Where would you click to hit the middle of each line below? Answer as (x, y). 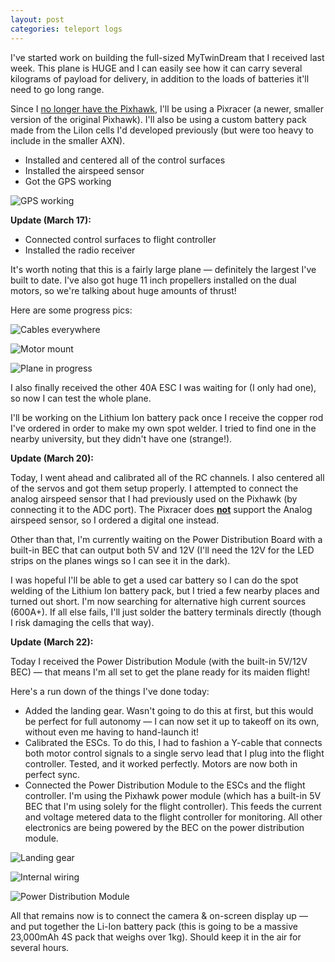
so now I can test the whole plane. (81, 398)
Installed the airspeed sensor (84, 170)
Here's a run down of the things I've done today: (110, 691)
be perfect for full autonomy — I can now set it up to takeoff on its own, (172, 721)
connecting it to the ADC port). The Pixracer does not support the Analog (161, 509)
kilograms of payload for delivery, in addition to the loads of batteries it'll (160, 78)
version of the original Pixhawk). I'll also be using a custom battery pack (158, 119)
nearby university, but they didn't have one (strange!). (121, 438)
